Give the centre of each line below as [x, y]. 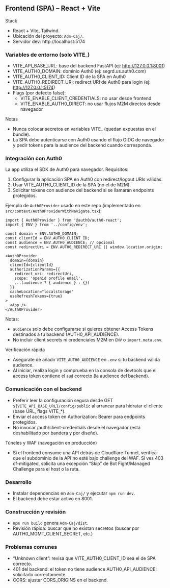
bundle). [21, 134]
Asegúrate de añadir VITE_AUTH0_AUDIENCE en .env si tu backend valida [86, 360]
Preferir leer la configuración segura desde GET [63, 400]
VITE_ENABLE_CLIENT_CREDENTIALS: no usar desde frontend [86, 99]
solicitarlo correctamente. [40, 574]
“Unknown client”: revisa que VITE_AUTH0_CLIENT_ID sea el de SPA [84, 558]
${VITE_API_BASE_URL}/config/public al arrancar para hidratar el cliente [88, 406]
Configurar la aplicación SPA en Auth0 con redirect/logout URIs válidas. [88, 179]
